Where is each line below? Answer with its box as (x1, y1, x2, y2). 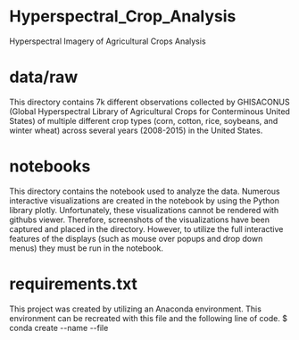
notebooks (9, 156, 91, 177)
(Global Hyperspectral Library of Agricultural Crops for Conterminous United (9, 105, 290, 117)
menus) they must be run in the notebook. (9, 243, 163, 253)
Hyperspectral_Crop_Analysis (9, 6, 237, 27)
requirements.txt (9, 274, 138, 294)
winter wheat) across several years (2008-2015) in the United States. (9, 125, 263, 136)
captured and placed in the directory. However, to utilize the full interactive (9, 223, 284, 234)
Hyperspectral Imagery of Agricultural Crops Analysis (9, 36, 207, 46)
